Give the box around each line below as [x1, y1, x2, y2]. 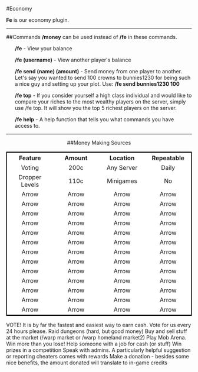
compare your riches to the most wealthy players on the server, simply [14, 98, 186, 105]
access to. [14, 122, 40, 129]
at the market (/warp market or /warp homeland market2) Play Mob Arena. [6, 334, 187, 341]
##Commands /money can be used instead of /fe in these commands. [6, 34, 177, 40]
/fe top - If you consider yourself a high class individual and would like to [14, 92, 192, 99]
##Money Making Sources [67, 139, 131, 146]
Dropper [18, 173, 42, 181]
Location [109, 154, 135, 162]
